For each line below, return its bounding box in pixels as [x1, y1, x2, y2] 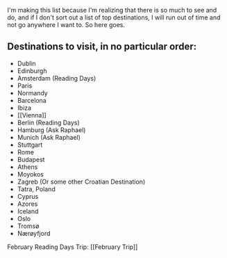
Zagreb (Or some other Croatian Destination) [17, 177, 146, 186]
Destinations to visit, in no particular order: [7, 41, 196, 53]
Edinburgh [17, 66, 47, 75]
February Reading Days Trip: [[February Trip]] [7, 243, 138, 251]
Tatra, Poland [17, 184, 56, 193]
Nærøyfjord [17, 229, 51, 237]
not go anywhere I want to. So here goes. [7, 21, 126, 29]
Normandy [17, 88, 49, 97]
